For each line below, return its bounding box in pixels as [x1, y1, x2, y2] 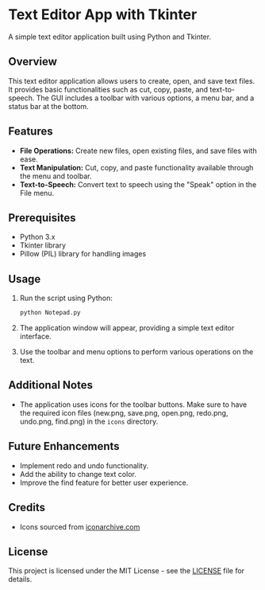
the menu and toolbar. [19, 171, 92, 181]
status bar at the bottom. [8, 101, 89, 111]
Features [8, 125, 53, 139]
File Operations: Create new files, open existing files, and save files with [19, 146, 257, 155]
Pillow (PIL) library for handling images [19, 249, 147, 259]
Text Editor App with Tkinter [8, 6, 198, 24]
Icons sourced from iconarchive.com [19, 522, 140, 531]
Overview [8, 55, 58, 68]
